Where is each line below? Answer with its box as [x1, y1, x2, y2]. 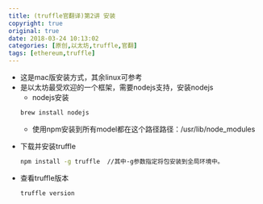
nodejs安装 [31, 93, 69, 102]
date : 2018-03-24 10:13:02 [8, 34, 99, 43]
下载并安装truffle [19, 141, 77, 151]
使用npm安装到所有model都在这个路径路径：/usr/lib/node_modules [31, 124, 256, 134]
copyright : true [8, 19, 63, 27]
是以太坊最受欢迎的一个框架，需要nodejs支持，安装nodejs [19, 82, 214, 92]
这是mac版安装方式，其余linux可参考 [19, 73, 143, 81]
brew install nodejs [19, 109, 90, 117]
